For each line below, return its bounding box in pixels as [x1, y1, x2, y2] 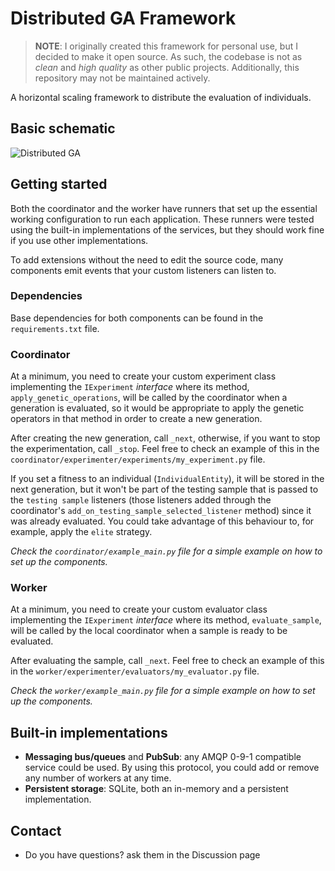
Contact [10, 822, 62, 839]
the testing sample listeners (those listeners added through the [10, 494, 272, 506]
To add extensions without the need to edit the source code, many [10, 253, 284, 266]
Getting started [10, 176, 108, 193]
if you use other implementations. [10, 234, 149, 246]
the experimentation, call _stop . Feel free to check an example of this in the [10, 443, 320, 455]
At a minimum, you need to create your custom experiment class [10, 370, 277, 382]
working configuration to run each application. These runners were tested [10, 213, 315, 225]
